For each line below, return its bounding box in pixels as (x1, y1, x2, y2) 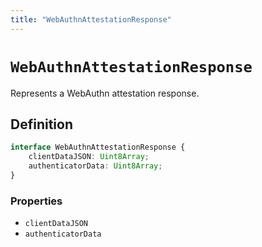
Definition (10, 116, 73, 133)
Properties (10, 194, 63, 208)
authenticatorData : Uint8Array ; (28, 161, 163, 171)
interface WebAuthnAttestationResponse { (10, 142, 186, 153)
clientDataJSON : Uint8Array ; (28, 152, 150, 162)
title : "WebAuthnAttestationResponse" (10, 14, 172, 25)
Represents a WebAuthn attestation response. (10, 87, 200, 99)
